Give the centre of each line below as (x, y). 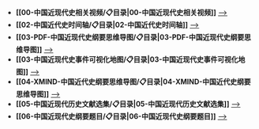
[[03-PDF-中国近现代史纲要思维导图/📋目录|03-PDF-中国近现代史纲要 (130, 37)
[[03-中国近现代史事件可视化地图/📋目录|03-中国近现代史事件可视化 (127, 59)
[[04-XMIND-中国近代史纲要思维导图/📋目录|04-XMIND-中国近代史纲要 (133, 82)
